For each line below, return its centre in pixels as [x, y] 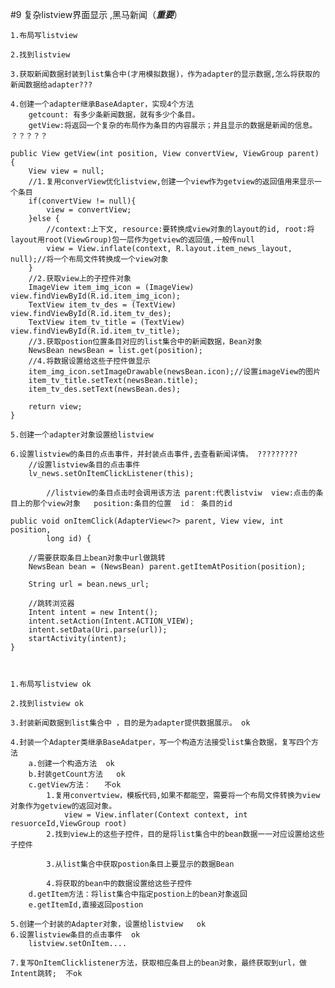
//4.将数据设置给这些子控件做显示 [89, 361]
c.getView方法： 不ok [75, 785]
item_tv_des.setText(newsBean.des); [105, 389]
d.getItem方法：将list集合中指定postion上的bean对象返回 [138, 894]
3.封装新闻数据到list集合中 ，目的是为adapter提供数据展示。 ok [130, 723]
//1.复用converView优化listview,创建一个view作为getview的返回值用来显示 [171, 182]
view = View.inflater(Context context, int [155, 815]
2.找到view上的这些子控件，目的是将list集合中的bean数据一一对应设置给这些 [185, 834]
